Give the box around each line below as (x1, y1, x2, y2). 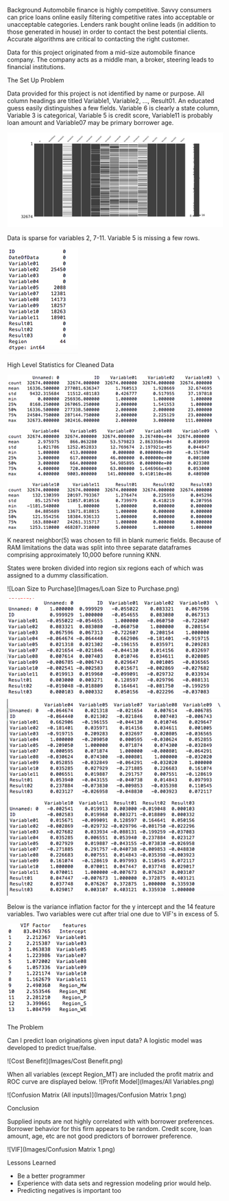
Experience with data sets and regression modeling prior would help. (16, 1179, 212, 1187)
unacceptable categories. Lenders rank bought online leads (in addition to (7, 21, 216, 28)
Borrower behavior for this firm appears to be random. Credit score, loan (7, 1125, 213, 1133)
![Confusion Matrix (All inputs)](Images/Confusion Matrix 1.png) (7, 1091, 187, 1099)
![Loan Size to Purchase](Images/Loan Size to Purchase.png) (7, 584, 180, 593)
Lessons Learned (7, 1158, 56, 1167)
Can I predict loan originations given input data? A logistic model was (7, 1036, 202, 1045)
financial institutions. (7, 63, 66, 71)
